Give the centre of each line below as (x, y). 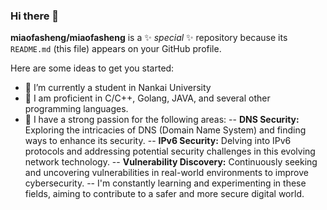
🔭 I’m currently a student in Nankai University (118, 88)
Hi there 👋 (35, 16)
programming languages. (76, 109)
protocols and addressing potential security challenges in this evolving (170, 151)
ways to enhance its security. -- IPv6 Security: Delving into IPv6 (158, 141)
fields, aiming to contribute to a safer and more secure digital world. (164, 194)
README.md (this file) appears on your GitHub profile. (116, 49)
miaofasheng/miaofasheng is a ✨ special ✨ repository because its (149, 38)
